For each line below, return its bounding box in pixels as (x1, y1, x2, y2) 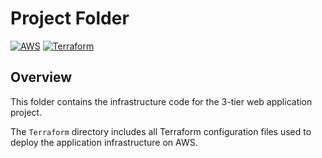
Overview (10, 69, 73, 86)
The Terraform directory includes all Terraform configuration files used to (10, 125, 312, 137)
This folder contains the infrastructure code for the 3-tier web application (10, 95, 313, 107)
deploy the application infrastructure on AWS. (10, 136, 198, 148)
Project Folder (10, 7, 130, 30)
